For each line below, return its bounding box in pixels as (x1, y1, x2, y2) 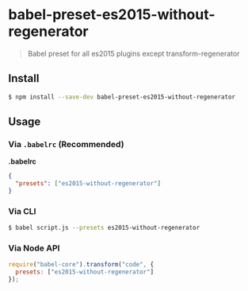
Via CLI (8, 205, 36, 216)
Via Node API (8, 242, 60, 254)
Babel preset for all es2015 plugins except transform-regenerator (27, 48, 240, 58)
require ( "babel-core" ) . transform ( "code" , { (8, 261, 155, 269)
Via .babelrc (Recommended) (8, 138, 124, 149)
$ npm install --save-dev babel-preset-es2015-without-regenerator (8, 93, 236, 101)
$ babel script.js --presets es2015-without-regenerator (8, 224, 200, 232)
